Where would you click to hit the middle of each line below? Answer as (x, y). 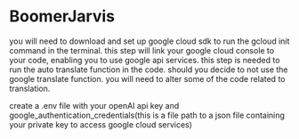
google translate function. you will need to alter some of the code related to (147, 78)
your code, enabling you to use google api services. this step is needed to (145, 60)
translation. (30, 88)
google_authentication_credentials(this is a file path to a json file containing (147, 115)
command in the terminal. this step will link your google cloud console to (141, 50)
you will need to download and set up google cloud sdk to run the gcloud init (149, 41)
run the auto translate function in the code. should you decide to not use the (149, 69)
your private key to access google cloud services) (101, 124)
